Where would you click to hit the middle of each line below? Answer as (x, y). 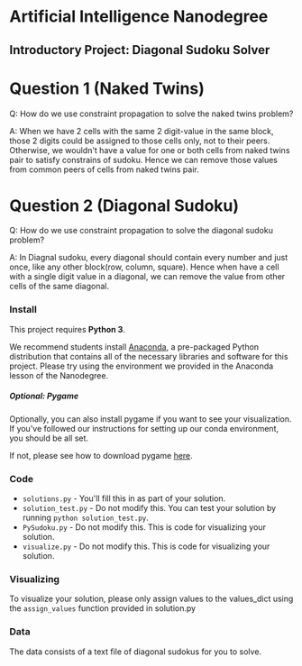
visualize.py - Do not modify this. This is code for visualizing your (146, 546)
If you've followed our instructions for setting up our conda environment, (144, 428)
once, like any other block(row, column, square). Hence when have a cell (144, 267)
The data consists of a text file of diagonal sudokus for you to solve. (136, 652)
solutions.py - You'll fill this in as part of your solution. (124, 498)
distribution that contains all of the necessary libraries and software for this (149, 356)
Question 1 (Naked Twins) (107, 88)
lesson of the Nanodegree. (59, 375)
